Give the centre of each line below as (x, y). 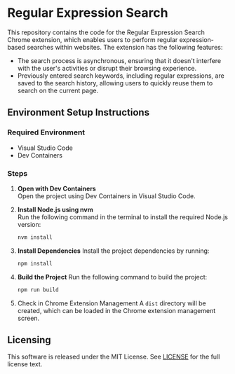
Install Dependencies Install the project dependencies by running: (113, 251)
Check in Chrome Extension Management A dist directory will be (112, 303)
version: (29, 224)
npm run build (38, 290)
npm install (35, 263)
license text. (25, 364)
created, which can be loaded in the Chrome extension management (116, 310)
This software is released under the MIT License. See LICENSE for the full (114, 357)
